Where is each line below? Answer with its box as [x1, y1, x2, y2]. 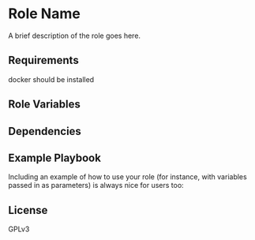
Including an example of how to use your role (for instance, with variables [8, 172, 247, 182]
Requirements [8, 54, 79, 67]
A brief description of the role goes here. [8, 31, 141, 40]
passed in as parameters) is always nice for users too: [8, 181, 184, 190]
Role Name [8, 5, 81, 23]
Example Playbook [8, 151, 101, 164]
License [8, 203, 48, 217]
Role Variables [8, 98, 81, 111]
